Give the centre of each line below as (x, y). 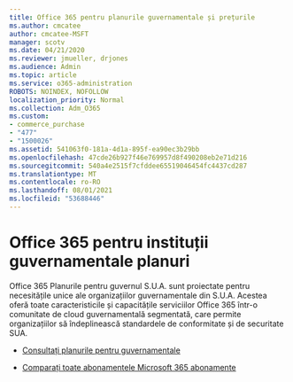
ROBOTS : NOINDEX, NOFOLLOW (59, 91)
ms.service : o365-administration (71, 83)
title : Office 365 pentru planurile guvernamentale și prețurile (132, 17)
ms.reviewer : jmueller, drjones (69, 58)
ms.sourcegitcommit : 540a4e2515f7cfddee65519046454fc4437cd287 (128, 166)
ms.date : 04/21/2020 (47, 51)
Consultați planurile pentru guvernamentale (101, 350)
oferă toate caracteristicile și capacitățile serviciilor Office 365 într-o (134, 304)
